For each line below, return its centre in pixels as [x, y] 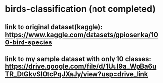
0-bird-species [29, 42]
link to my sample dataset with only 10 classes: [78, 59]
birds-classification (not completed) [80, 9]
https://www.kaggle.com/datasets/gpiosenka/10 [81, 34]
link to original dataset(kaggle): [54, 27]
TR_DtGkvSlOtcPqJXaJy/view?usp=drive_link [77, 74]
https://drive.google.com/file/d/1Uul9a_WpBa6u [81, 66]
